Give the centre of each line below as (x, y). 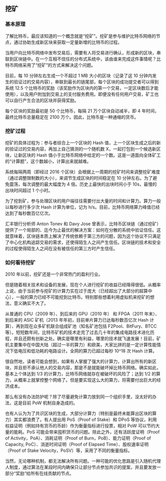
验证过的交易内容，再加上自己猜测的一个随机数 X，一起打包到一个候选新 (83, 149)
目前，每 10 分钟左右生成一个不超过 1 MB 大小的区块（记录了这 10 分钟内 (79, 75)
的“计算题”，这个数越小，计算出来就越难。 (48, 161)
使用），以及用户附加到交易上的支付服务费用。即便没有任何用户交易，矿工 (80, 94)
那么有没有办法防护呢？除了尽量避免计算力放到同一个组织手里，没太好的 (79, 397)
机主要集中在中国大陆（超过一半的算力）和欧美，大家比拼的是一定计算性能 (81, 345)
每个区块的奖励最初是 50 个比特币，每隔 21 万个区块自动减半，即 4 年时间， (82, 111)
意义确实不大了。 (31, 303)
